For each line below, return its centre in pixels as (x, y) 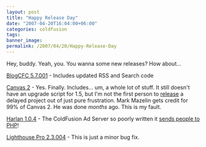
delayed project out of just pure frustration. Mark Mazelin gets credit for (97, 100)
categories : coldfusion (37, 29)
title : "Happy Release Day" (42, 18)
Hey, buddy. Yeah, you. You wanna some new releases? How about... (94, 63)
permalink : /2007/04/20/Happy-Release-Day (61, 47)
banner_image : (25, 40)
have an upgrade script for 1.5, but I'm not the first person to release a (95, 94)
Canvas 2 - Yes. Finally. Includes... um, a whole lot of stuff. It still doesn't (98, 87)
